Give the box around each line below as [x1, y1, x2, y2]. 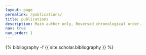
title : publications [5, 16, 49, 21]
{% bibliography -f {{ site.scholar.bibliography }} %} [5, 44, 114, 50]
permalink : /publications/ [5, 12, 62, 17]
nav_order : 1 [5, 30, 33, 35]
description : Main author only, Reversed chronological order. [5, 21, 142, 26]
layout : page [5, 7, 33, 12]
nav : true [5, 26, 26, 31]
